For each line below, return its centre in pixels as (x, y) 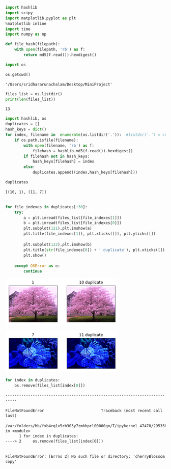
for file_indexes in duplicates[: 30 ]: (46, 207)
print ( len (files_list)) (31, 99)
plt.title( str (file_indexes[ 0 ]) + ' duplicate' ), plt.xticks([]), (95, 250)
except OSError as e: (37, 266)
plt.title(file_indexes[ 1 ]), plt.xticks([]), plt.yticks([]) (90, 234)
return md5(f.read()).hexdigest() (60, 55)
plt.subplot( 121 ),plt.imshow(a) (58, 229)
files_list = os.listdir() (34, 94)
